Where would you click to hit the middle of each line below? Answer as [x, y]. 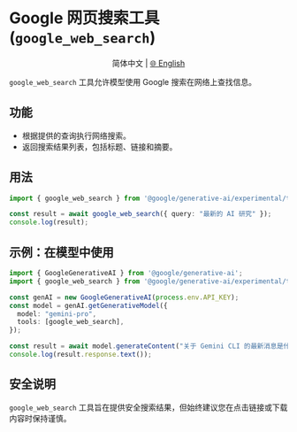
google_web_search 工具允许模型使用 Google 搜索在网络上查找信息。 [133, 81]
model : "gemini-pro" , [57, 314]
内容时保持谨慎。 [40, 418]
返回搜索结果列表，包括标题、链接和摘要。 [99, 146]
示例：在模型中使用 [61, 252]
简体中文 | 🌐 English [148, 63]
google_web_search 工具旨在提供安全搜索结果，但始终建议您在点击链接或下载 [148, 407]
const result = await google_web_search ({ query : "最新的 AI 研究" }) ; [141, 214]
